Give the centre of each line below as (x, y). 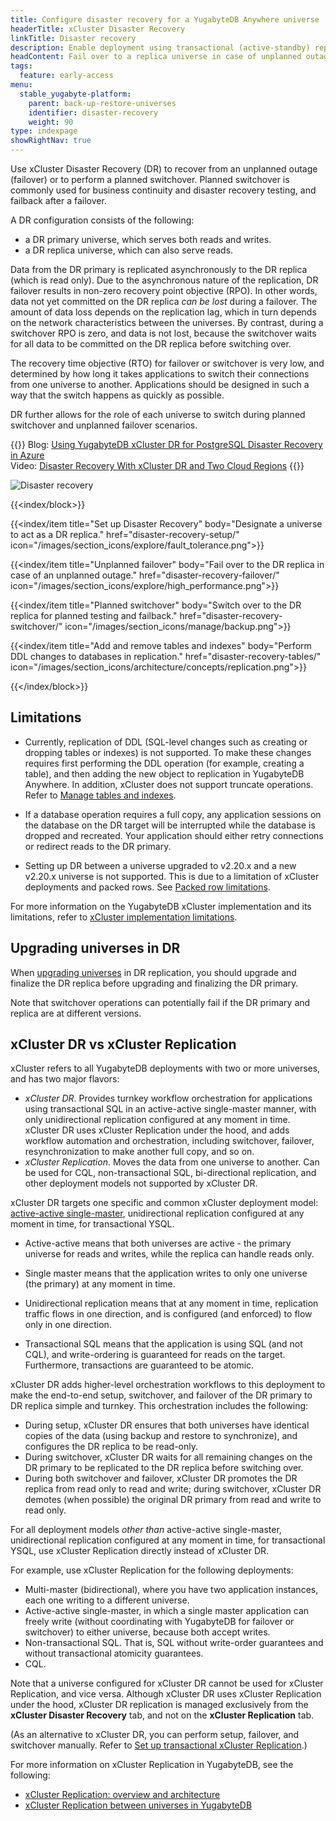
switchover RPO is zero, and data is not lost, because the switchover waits (163, 333)
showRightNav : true (51, 141)
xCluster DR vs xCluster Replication (123, 1044)
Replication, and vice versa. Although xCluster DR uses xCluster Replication (166, 1694)
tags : (21, 66)
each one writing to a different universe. (107, 1600)
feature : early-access (66, 76)
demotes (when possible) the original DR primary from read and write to (173, 1500)
